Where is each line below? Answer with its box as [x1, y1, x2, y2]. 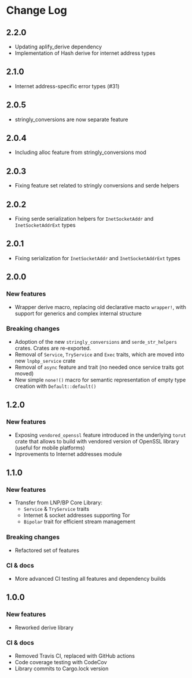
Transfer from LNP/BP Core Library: [14, 499, 103, 506]
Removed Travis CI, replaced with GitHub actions [14, 652, 135, 659]
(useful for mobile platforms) [14, 444, 85, 451]
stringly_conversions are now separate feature [14, 116, 128, 123]
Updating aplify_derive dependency [14, 43, 102, 50]
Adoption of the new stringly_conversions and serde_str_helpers [14, 338, 177, 345]
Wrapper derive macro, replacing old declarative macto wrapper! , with [14, 303, 186, 310]
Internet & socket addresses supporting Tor [23, 511, 131, 519]
